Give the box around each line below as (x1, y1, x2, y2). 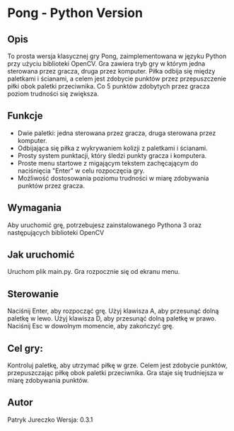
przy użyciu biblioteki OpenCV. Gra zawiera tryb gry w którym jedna (7, 59, 206, 68)
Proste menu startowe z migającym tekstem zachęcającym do (17, 159, 199, 167)
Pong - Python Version (7, 5, 144, 21)
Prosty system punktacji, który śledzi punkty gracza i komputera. (17, 151, 207, 160)
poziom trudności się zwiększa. (7, 90, 99, 98)
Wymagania (7, 202, 62, 214)
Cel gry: (7, 342, 44, 355)
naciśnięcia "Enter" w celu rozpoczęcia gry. (17, 166, 145, 175)
